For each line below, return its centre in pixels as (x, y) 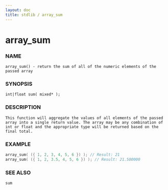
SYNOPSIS (19, 84)
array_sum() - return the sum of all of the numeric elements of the (81, 66)
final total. (19, 131)
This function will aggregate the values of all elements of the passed (84, 118)
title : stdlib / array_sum (34, 15)
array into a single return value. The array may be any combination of (84, 122)
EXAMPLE (18, 144)
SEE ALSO (18, 173)
